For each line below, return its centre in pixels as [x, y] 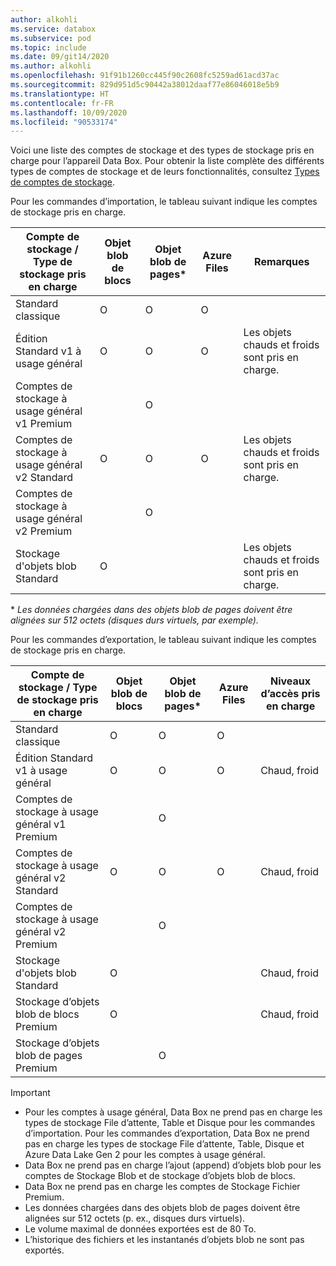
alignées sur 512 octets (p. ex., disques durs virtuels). [135, 1218]
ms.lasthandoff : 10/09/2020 [69, 112]
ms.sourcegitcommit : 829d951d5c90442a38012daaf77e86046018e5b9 [145, 85]
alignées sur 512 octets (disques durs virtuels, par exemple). [134, 620]
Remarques [282, 262]
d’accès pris [290, 694]
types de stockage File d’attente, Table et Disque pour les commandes [170, 1123]
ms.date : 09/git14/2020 [60, 57]
